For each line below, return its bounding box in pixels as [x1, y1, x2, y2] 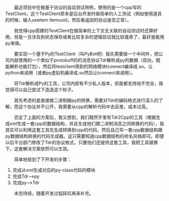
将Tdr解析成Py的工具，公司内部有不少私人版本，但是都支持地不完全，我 [14, 80, 163, 86]
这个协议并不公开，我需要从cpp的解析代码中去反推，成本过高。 [18, 104, 150, 110]
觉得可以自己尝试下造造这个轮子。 [5, 87, 76, 92]
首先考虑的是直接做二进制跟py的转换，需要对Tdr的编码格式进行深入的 [14, 97, 159, 103]
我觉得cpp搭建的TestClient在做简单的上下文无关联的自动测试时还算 [14, 28, 154, 34]
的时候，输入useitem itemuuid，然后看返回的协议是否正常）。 [5, 17, 132, 23]
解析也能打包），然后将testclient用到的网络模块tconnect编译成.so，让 [9, 63, 153, 69]
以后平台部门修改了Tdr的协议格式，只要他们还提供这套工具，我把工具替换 [5, 140, 158, 145]
